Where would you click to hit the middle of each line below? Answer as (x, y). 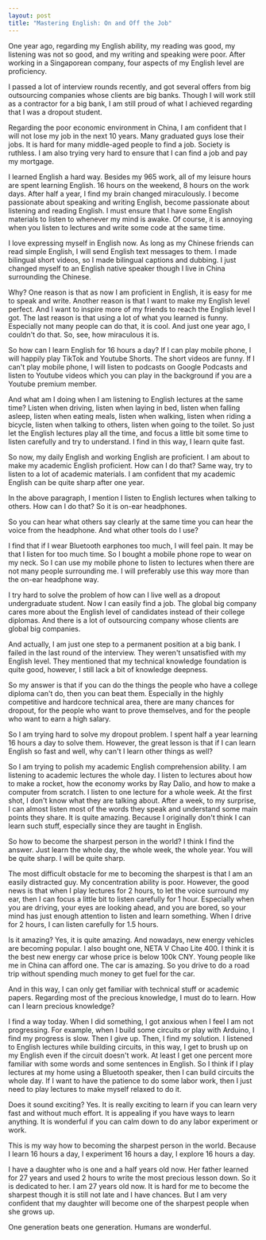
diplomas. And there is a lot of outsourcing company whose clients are (123, 620)
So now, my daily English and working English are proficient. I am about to (129, 457)
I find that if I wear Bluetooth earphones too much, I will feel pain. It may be (131, 546)
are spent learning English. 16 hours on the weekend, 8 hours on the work (129, 185)
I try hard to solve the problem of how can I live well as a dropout (114, 595)
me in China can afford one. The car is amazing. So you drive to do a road (129, 965)
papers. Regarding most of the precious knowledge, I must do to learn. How (132, 997)
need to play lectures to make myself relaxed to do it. (95, 1089)
